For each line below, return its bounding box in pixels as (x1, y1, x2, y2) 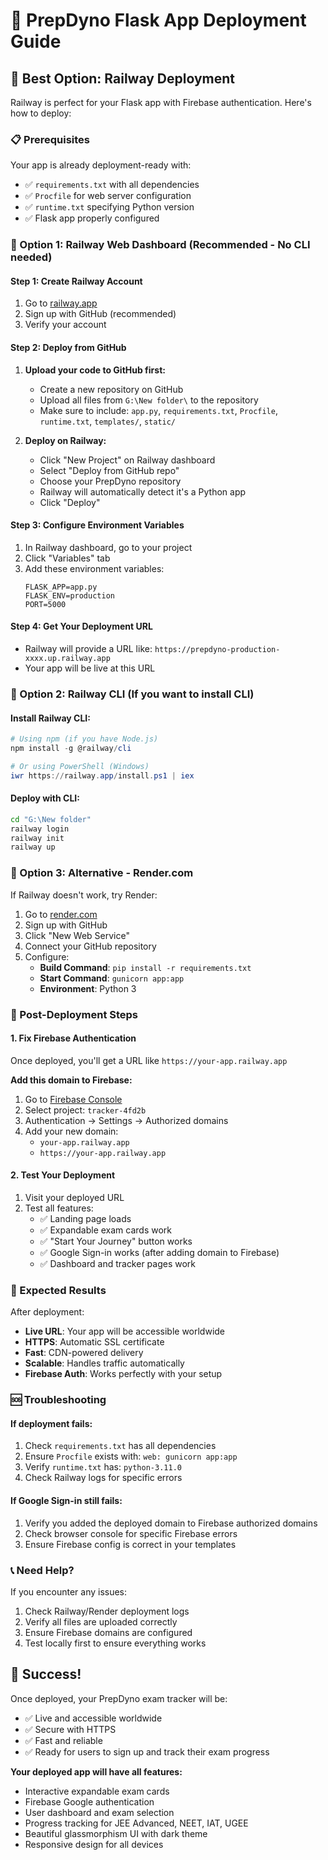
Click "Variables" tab (24, 552, 111, 564)
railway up (10, 842, 56, 853)
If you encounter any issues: (10, 1585, 128, 1598)
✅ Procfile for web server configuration (24, 190, 192, 202)
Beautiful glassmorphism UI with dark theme (24, 1827, 208, 1839)
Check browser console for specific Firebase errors (24, 1527, 238, 1539)
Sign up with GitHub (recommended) (24, 308, 177, 320)
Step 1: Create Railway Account (10, 275, 143, 287)
